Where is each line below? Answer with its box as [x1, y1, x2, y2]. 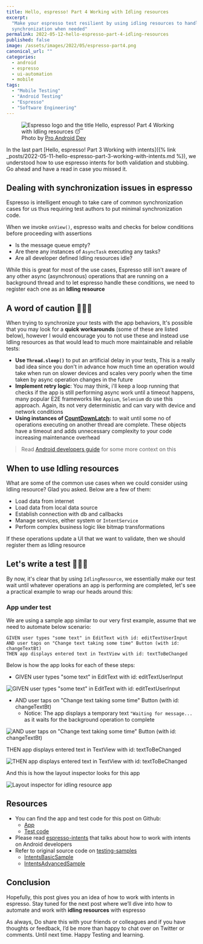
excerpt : [6, 15, 28, 21]
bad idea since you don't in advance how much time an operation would [14, 363, 195, 370]
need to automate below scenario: [6, 623, 92, 631]
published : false [6, 37, 50, 43]
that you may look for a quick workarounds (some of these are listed [6, 325, 178, 333]
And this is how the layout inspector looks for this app [6, 769, 140, 777]
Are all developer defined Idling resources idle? [14, 254, 133, 262]
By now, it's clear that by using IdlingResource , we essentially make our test [6, 575, 196, 582]
